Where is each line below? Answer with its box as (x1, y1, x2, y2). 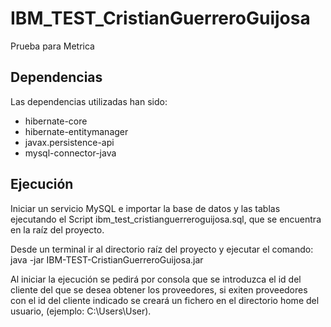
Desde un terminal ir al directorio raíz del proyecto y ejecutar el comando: (10, 243, 314, 255)
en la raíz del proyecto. (10, 223, 105, 236)
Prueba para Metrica (10, 40, 95, 52)
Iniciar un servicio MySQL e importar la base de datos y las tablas (10, 202, 281, 214)
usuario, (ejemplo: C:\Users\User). (10, 305, 152, 317)
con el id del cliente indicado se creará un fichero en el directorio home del (10, 294, 320, 306)
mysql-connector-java (24, 147, 117, 159)
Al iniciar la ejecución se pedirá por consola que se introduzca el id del (10, 273, 302, 285)
